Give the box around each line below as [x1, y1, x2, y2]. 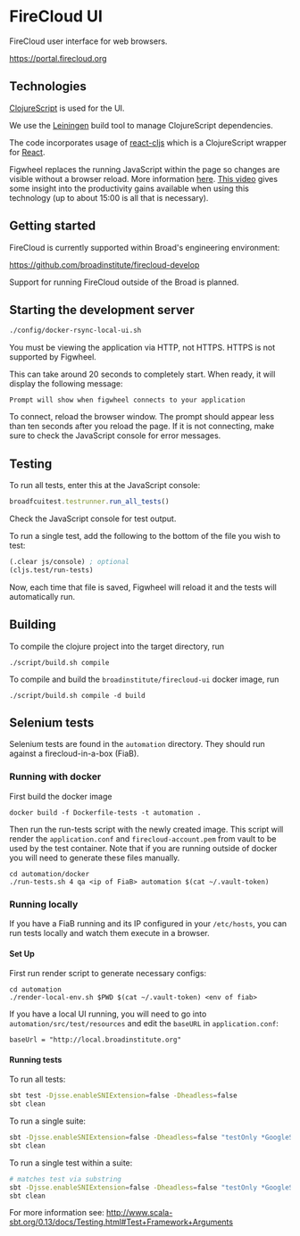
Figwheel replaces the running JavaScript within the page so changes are [9, 163, 280, 175]
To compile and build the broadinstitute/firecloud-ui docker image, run [9, 674, 279, 684]
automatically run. [9, 591, 76, 601]
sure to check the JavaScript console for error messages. [9, 430, 221, 441]
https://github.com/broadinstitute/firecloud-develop [9, 259, 200, 270]
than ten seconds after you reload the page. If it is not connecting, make [9, 421, 275, 432]
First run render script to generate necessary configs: [9, 968, 207, 979]
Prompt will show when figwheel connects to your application [9, 395, 246, 405]
